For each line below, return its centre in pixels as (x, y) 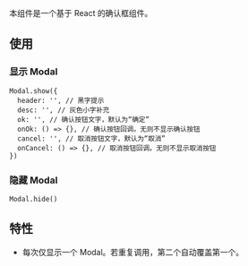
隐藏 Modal (34, 180)
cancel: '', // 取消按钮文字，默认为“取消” (91, 138)
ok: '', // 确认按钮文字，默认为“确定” (84, 119)
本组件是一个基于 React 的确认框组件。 (81, 13)
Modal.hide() (34, 199)
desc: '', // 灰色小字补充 (64, 110)
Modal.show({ (34, 91)
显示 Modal (34, 72)
